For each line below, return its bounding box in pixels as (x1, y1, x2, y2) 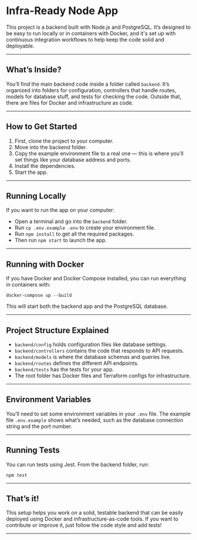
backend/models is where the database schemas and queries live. (14, 354, 171, 360)
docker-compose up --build (6, 293, 72, 298)
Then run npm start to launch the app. (14, 237, 107, 244)
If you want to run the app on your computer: (6, 207, 115, 214)
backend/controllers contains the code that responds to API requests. (14, 347, 185, 354)
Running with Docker (6, 259, 84, 269)
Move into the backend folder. (14, 143, 87, 150)
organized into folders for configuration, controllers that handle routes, (6, 86, 176, 93)
